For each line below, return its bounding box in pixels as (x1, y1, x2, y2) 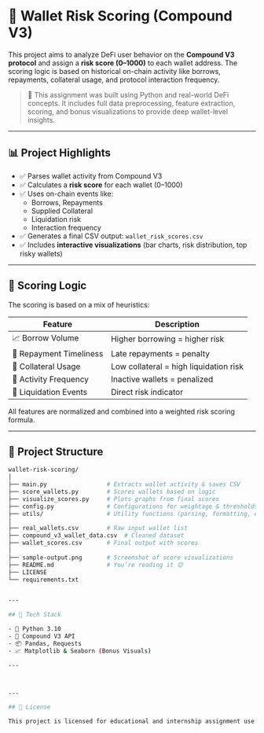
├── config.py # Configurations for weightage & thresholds (8, 503, 258, 510)
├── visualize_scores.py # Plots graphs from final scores (8, 495, 220, 503)
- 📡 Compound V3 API (8, 632, 76, 640)
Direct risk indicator (111, 386, 183, 397)
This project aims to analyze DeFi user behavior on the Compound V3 (8, 50, 235, 59)
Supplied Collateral (31, 206, 93, 215)
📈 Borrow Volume (12, 332, 79, 343)
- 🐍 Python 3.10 (8, 625, 61, 633)
